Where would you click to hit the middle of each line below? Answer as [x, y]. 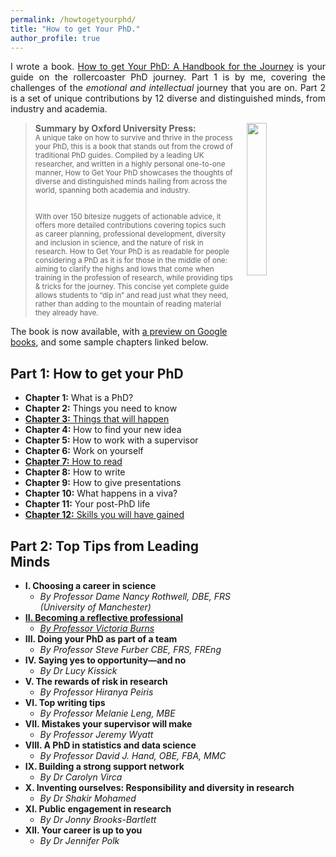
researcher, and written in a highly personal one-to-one [130, 164]
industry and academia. [59, 109]
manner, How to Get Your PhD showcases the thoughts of [133, 173]
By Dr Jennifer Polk [79, 840]
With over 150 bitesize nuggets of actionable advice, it [128, 217]
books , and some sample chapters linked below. [109, 342]
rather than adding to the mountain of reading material [128, 304]
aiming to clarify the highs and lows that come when [124, 269]
